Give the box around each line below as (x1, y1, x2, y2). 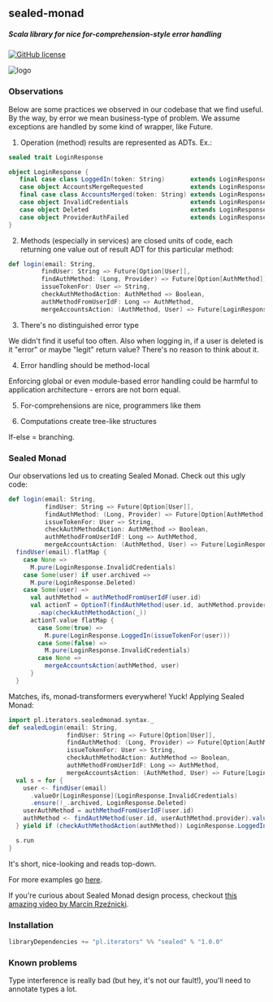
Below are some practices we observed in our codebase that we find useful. (8, 104, 264, 114)
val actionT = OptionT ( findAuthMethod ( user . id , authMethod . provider (29, 602, 267, 610)
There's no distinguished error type (19, 320, 140, 330)
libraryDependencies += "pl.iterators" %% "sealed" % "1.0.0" (8, 938, 223, 946)
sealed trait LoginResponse (8, 153, 104, 161)
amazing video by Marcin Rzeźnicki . (8, 899, 129, 908)
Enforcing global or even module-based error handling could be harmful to (8, 376, 258, 386)
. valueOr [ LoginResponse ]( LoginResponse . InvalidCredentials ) (29, 791, 238, 800)
